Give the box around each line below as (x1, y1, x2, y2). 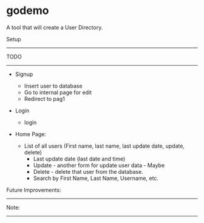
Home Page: (15, 130, 47, 137)
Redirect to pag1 (24, 95, 65, 102)
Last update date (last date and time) (33, 155, 126, 162)
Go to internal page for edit (24, 89, 92, 96)
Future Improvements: (6, 186, 62, 193)
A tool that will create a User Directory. (6, 24, 103, 31)
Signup (15, 70, 33, 78)
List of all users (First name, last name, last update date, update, (24, 142, 185, 149)
